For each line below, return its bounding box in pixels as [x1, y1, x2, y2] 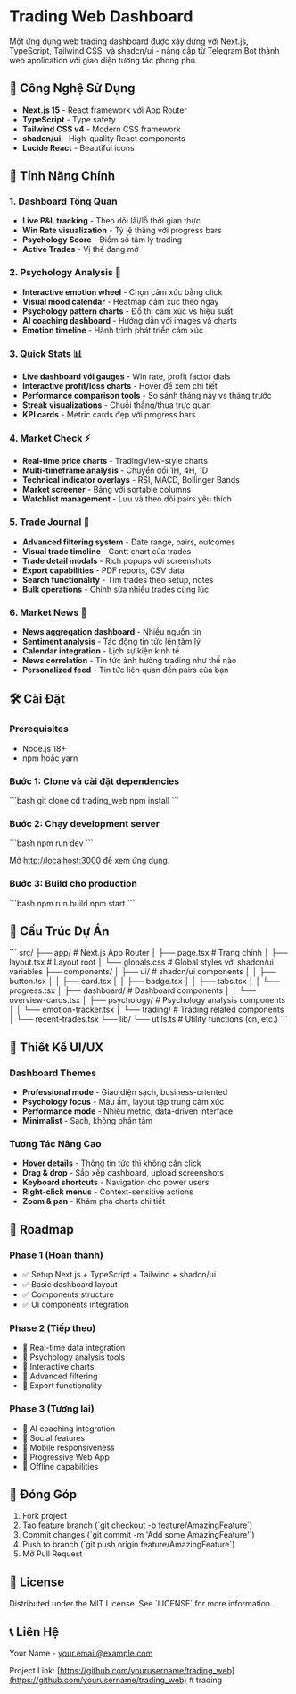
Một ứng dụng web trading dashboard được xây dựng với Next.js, [9, 36, 249, 46]
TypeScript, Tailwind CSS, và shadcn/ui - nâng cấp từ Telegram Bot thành [9, 45, 280, 55]
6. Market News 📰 [9, 606, 87, 619]
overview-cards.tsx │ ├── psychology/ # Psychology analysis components [9, 995, 286, 1006]
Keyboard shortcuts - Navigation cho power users [21, 1177, 210, 1188]
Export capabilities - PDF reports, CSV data [21, 565, 185, 576]
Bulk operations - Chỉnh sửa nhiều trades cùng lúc [21, 584, 210, 594]
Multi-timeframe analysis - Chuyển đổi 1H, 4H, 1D [21, 465, 209, 476]
